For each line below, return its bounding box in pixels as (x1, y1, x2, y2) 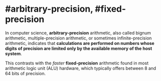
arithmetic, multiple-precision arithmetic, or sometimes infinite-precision (5, 35, 152, 41)
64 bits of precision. (5, 70, 46, 76)
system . (5, 50, 22, 57)
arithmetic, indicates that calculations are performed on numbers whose (5, 40, 155, 46)
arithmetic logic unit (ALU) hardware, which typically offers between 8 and (5, 65, 157, 71)
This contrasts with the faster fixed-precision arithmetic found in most (5, 60, 149, 66)
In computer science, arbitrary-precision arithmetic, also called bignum (5, 30, 151, 36)
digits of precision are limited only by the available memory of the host (5, 45, 153, 51)
